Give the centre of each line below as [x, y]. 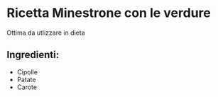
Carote [27, 87]
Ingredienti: [33, 55]
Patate [26, 79]
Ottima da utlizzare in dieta [46, 33]
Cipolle [27, 72]
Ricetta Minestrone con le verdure [109, 13]
